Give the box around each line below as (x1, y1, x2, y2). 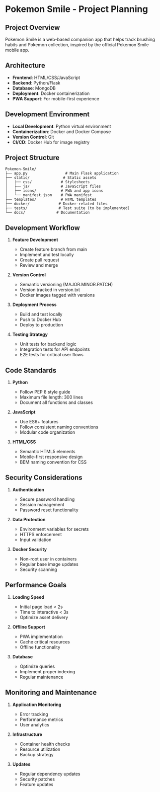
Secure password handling (19, 496, 75, 502)
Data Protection (12, 516, 46, 522)
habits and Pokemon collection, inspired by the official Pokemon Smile (5, 42, 149, 48)
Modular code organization (19, 429, 76, 435)
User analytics (19, 721, 50, 727)
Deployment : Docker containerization (12, 90, 90, 96)
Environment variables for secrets (19, 526, 89, 532)
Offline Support (12, 624, 46, 630)
